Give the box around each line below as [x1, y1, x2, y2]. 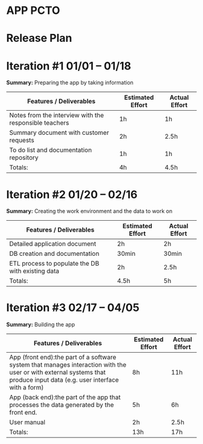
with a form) [9, 384, 44, 392]
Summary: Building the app [6, 321, 76, 328]
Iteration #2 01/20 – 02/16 [6, 188, 138, 201]
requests [9, 136, 34, 145]
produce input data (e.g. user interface [9, 376, 119, 384]
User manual [9, 418, 45, 426]
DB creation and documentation [9, 249, 100, 258]
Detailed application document [9, 240, 97, 248]
